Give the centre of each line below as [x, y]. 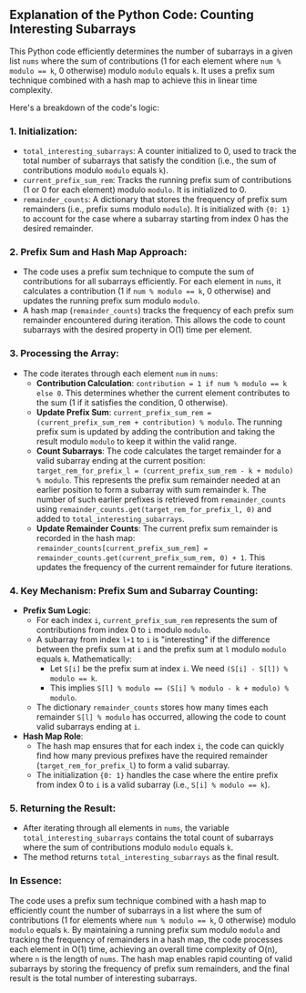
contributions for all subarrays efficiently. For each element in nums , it [152, 282]
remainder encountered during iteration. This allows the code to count [154, 320]
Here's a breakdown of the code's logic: [85, 107]
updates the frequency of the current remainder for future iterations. [164, 567]
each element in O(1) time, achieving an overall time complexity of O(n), [143, 949]
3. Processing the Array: [65, 353]
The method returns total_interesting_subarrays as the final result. [151, 857]
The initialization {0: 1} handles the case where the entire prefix [157, 775]
